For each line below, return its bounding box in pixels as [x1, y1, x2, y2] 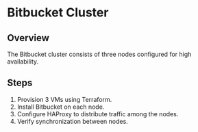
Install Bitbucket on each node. [16, 103, 105, 111]
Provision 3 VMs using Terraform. [16, 95, 112, 103]
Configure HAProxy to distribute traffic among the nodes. [16, 109, 179, 118]
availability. [7, 57, 39, 66]
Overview [7, 32, 50, 44]
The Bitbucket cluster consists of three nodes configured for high [7, 50, 192, 58]
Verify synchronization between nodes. [16, 117, 128, 125]
